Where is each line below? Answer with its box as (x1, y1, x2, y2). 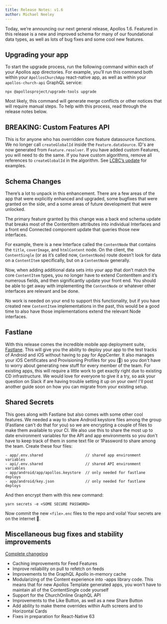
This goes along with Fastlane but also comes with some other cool (5, 411, 143, 417)
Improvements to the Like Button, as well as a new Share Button (12, 598, 143, 604)
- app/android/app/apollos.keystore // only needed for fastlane (5, 470, 146, 475)
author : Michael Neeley (5, 12, 55, 17)
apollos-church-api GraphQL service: (5, 80, 83, 86)
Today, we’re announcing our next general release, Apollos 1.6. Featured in (5, 25, 158, 31)
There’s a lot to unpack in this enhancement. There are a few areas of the (5, 190, 155, 196)
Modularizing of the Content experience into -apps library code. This (12, 576, 154, 583)
